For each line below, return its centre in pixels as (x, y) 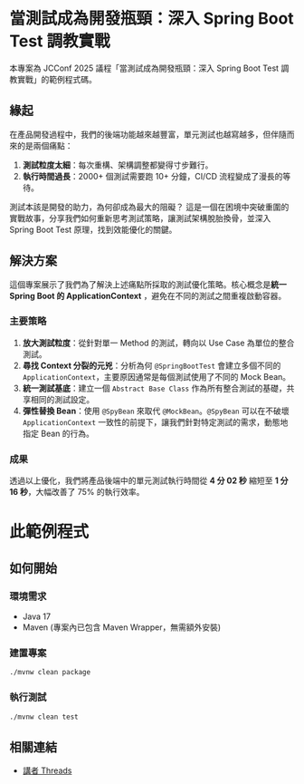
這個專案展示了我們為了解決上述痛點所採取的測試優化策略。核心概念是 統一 (148, 284)
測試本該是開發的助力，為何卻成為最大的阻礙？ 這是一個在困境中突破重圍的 (149, 207)
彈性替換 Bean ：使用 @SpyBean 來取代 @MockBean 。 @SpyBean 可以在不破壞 (156, 411)
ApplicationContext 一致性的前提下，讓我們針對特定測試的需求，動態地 (155, 421)
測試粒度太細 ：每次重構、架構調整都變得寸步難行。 (118, 165)
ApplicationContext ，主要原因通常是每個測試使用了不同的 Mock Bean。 (157, 376)
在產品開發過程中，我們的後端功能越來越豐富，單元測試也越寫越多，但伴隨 (148, 134)
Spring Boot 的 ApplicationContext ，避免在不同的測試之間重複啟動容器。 (148, 295)
